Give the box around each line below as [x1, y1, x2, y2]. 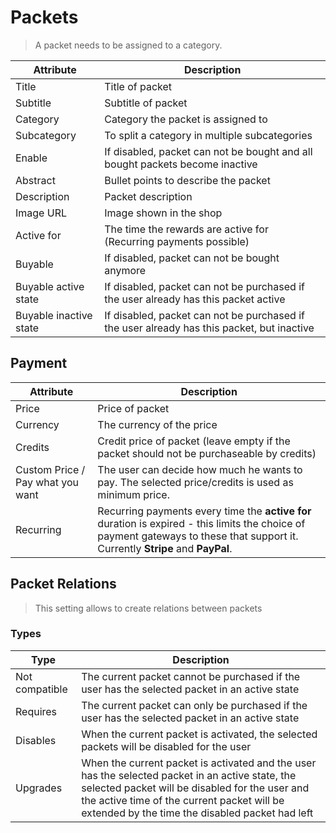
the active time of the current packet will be [81, 793, 285, 807]
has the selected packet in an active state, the [81, 768, 297, 782]
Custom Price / [15, 462, 86, 476]
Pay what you [15, 475, 80, 489]
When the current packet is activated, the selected [81, 727, 318, 741]
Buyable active [15, 279, 85, 293]
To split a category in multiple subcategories [104, 128, 313, 142]
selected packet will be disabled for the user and [81, 781, 310, 795]
